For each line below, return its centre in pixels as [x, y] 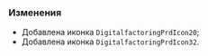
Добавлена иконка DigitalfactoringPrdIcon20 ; [110, 33]
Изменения [35, 13]
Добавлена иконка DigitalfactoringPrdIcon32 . [110, 42]
